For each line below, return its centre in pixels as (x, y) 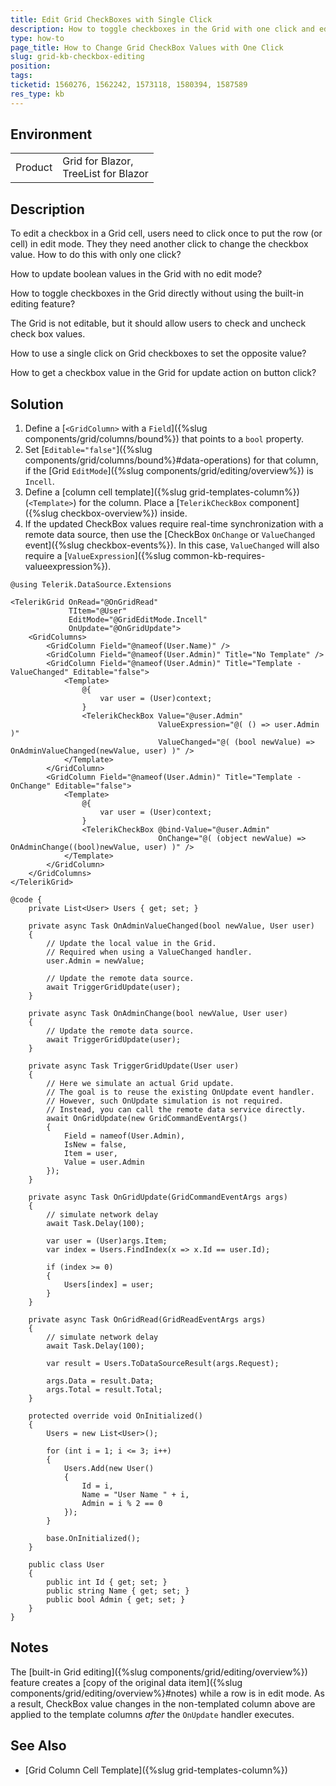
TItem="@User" (98, 611)
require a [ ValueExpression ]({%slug (98, 556)
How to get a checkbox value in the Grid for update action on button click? (163, 373)
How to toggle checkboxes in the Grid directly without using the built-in (157, 293)
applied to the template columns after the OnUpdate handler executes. (152, 1714)
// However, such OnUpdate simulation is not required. (165, 1101)
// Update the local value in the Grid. (131, 944)
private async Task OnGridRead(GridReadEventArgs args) (147, 1320)
